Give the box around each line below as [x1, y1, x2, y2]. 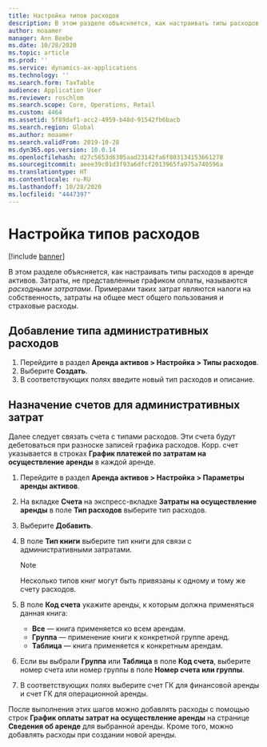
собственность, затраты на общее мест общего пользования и [8, 292, 224, 302]
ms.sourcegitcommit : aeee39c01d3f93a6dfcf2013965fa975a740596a [8, 161, 224, 169]
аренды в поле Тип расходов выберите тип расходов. [19, 505, 207, 515]
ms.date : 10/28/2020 [8, 42, 78, 50]
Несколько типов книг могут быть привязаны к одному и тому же [19, 576, 246, 585]
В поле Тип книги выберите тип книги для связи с [19, 536, 192, 546]
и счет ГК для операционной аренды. [19, 689, 149, 699]
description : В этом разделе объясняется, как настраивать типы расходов [8, 19, 260, 27]
